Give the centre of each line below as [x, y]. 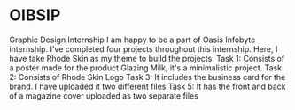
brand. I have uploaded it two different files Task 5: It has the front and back [147, 86]
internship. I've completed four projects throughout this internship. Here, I [144, 48]
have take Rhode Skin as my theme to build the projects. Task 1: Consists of [147, 58]
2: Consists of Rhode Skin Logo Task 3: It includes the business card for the [147, 77]
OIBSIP [35, 15]
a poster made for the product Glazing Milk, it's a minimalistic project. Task [146, 68]
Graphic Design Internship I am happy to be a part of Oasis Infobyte [132, 40]
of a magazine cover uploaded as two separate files [104, 95]
